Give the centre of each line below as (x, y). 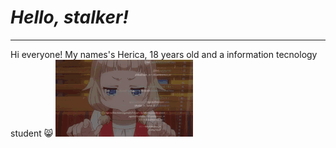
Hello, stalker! (69, 17)
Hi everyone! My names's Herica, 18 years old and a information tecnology (164, 54)
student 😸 (32, 133)
